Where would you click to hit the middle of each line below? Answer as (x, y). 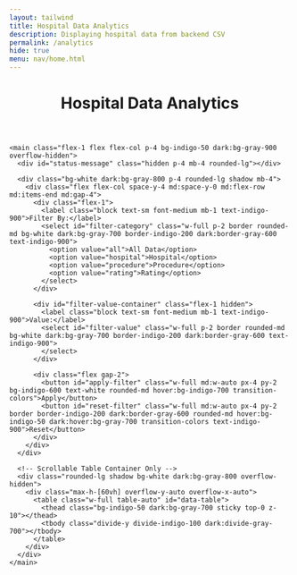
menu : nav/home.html (48, 59)
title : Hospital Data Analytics (69, 26)
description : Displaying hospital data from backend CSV (117, 34)
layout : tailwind (41, 17)
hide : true (29, 51)
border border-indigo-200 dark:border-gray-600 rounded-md (121, 414)
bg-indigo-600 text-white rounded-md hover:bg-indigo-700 (119, 391)
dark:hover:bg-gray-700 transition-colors (129, 422)
